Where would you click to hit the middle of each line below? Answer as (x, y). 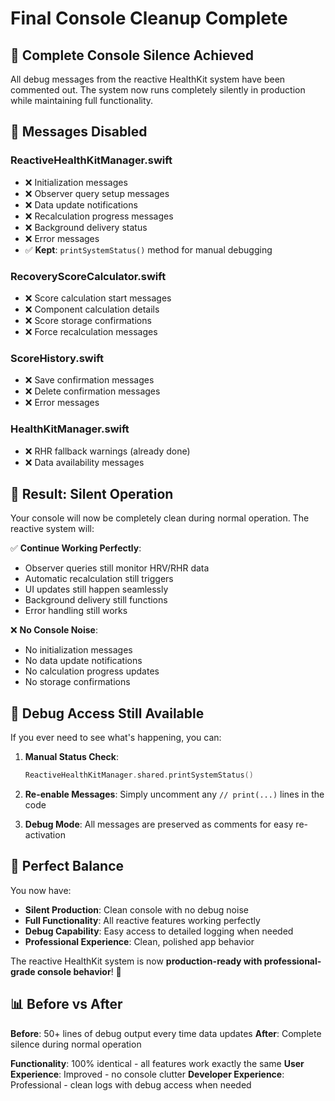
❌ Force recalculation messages (91, 331)
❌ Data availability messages (84, 462)
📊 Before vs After (66, 1004)
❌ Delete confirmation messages (92, 391)
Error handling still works (76, 611)
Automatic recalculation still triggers (99, 579)
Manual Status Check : (71, 757)
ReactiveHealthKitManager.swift (91, 160)
